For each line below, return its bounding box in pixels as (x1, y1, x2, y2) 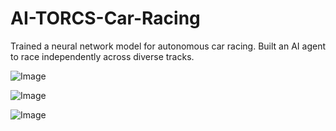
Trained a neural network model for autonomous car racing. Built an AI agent (10, 40, 326, 52)
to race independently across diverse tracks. (10, 50, 195, 62)
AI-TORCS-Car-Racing (10, 7, 201, 30)
